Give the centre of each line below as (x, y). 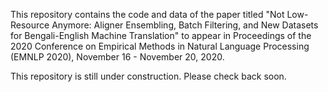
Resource (30, 25)
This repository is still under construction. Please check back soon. (148, 76)
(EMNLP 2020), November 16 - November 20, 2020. (117, 57)
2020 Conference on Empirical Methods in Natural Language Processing (160, 46)
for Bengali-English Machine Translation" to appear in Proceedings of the (161, 35)
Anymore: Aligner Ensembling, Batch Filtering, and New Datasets (185, 25)
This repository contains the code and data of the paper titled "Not (147, 14)
